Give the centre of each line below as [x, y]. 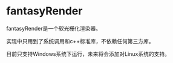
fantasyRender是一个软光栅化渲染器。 [54, 28]
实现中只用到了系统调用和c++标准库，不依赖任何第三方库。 [80, 41]
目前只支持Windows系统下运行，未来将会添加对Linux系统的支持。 [88, 54]
